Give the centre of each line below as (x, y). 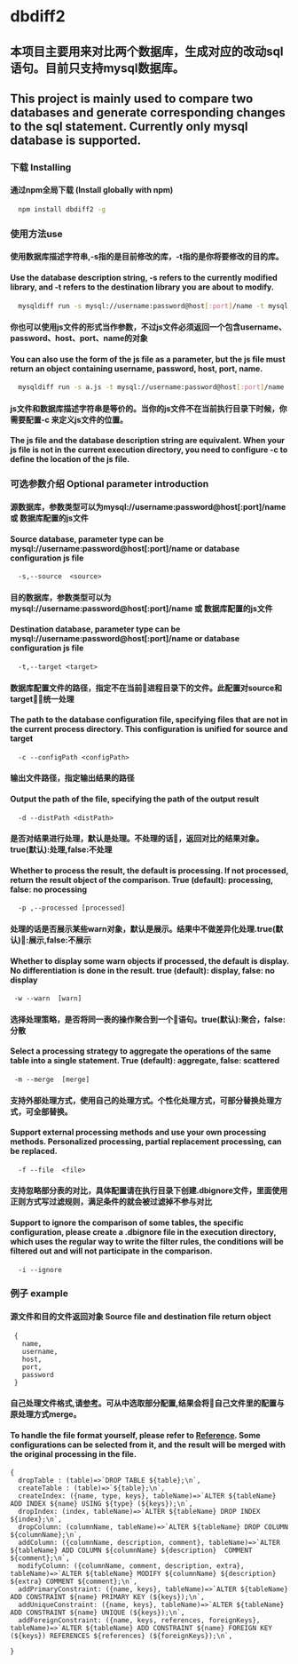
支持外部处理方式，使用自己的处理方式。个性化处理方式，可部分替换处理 (142, 1100)
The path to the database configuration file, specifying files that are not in (149, 720)
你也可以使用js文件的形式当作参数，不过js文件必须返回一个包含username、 (148, 327)
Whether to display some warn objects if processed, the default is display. (149, 960)
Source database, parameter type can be (87, 538)
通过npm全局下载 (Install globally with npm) (92, 190)
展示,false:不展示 (60, 940)
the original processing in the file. (73, 1453)
